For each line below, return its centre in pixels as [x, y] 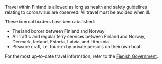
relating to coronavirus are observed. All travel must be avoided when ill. [78, 12]
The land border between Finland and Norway [58, 31]
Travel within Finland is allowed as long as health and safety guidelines [76, 7]
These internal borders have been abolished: [50, 22]
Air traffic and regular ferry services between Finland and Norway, [79, 36]
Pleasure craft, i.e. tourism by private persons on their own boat [76, 47]
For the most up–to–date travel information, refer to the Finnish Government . [81, 56]
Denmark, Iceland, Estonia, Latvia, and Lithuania [60, 42]
